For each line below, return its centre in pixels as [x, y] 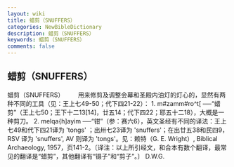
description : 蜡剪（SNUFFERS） [51, 33]
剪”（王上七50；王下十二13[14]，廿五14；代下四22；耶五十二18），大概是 [113, 112]
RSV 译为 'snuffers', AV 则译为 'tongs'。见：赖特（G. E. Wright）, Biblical [112, 138]
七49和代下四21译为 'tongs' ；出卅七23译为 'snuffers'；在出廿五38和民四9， [118, 130]
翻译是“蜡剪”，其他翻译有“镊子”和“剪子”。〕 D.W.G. [92, 156]
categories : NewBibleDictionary [54, 27]
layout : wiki [26, 14]
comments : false [31, 46]
